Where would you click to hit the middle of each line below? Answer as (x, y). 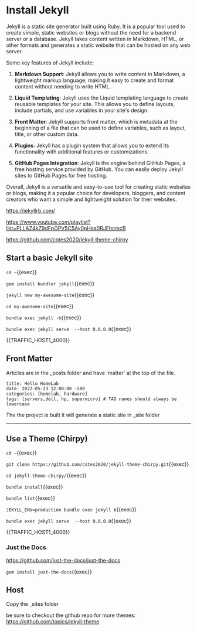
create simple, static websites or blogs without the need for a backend (91, 32)
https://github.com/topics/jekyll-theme (53, 622)
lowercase (18, 404)
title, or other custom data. (47, 134)
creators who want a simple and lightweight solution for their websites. (91, 199)
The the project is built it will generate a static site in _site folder (83, 415)
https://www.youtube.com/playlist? (48, 222)
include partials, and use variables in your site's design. (81, 110)
